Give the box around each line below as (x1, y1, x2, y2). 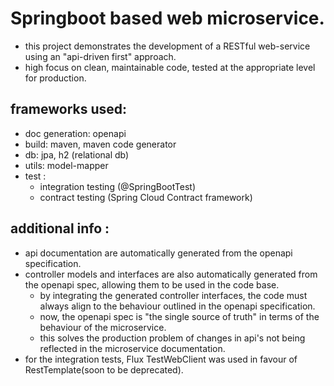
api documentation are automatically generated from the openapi (24, 247, 293, 259)
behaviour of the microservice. (39, 321, 167, 333)
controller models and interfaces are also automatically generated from (24, 268, 318, 280)
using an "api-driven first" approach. (24, 50, 177, 62)
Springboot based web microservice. (10, 7, 325, 30)
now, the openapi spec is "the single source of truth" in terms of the (39, 310, 320, 322)
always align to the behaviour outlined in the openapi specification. (39, 300, 316, 312)
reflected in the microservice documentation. (39, 342, 226, 354)
